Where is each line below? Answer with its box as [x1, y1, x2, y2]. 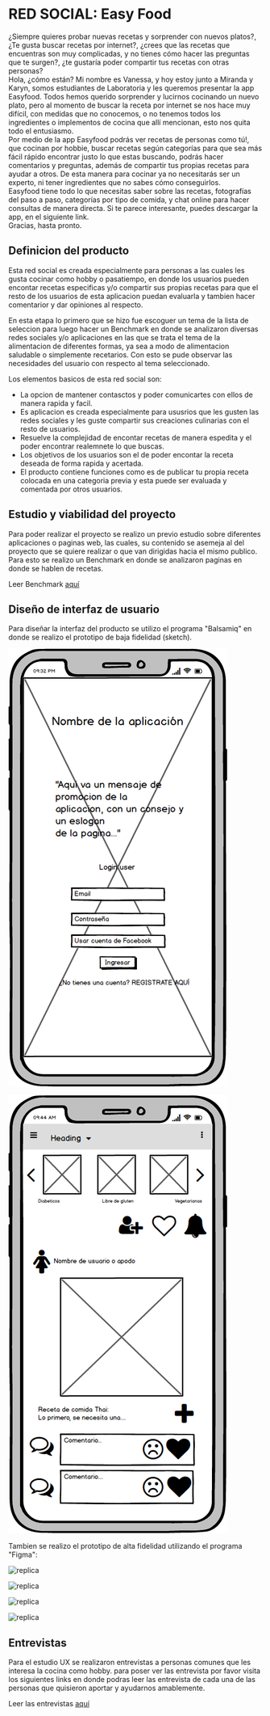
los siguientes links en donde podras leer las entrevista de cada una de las [8, 1675, 256, 1684]
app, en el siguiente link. [8, 212, 89, 221]
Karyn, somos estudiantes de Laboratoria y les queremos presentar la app [8, 82, 255, 93]
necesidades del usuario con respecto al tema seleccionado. [8, 358, 210, 368]
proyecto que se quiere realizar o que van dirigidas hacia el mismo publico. [8, 546, 258, 556]
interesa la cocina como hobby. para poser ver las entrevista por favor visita [8, 1666, 260, 1676]
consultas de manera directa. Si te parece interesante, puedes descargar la [8, 203, 259, 213]
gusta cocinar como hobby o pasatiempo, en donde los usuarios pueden [8, 274, 250, 284]
